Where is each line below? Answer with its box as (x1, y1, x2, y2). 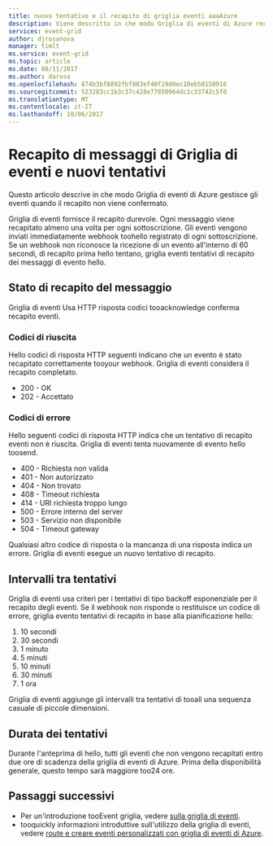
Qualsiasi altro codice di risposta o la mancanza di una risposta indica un (8, 540, 253, 550)
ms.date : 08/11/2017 (8, 65, 79, 73)
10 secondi (19, 627, 57, 637)
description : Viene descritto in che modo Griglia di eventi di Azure (8, 20, 253, 28)
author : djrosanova (8, 34, 75, 43)
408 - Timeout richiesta (19, 489, 100, 499)
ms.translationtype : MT (8, 95, 89, 103)
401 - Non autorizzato (19, 472, 93, 482)
